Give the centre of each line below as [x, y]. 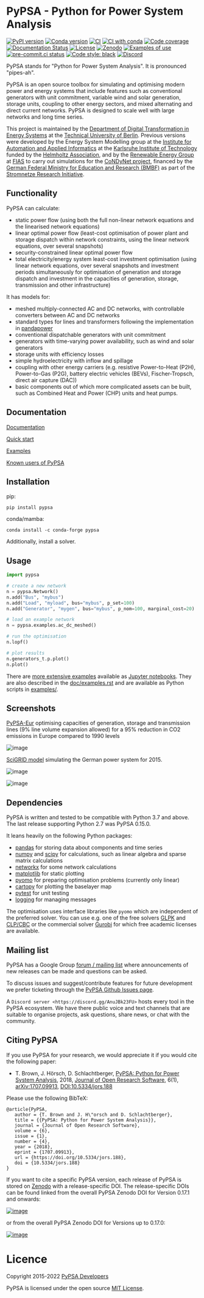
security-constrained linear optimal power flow [74, 253]
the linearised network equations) [57, 226]
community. [21, 1021]
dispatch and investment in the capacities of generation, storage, [97, 278]
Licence [27, 1259]
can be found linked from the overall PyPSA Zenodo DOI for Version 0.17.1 [98, 1192]
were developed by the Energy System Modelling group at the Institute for [99, 141]
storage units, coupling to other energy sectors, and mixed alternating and [100, 104]
